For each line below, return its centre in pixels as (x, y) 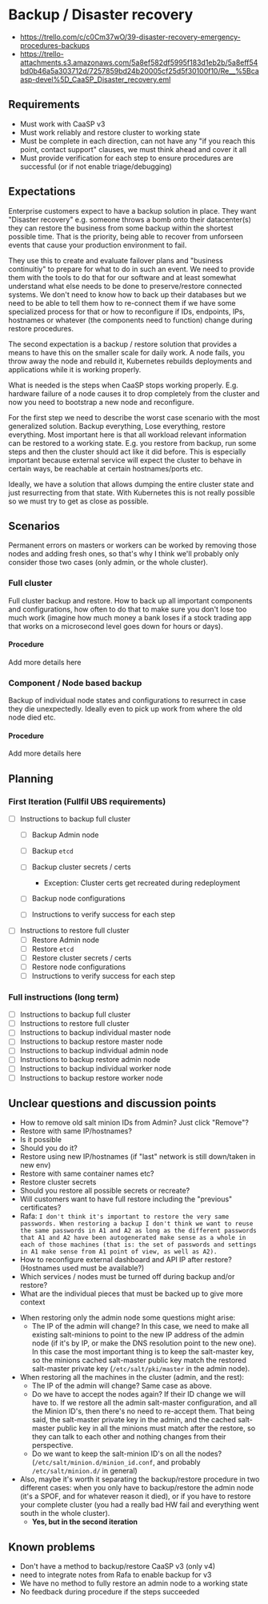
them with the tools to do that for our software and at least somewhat (122, 277)
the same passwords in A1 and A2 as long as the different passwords (138, 1231)
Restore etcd (53, 948)
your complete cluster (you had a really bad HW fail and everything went (139, 1505)
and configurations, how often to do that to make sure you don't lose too (128, 609)
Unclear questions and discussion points (112, 1103)
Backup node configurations (78, 899)
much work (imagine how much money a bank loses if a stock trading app (130, 617)
